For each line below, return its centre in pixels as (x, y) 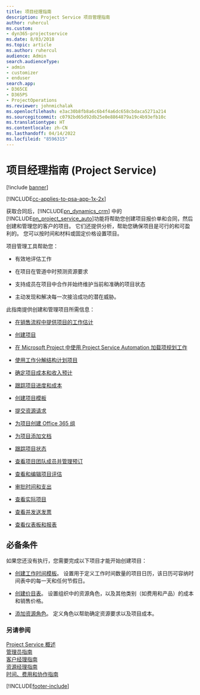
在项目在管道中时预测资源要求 (51, 271)
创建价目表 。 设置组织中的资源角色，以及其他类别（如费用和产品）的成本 (104, 593)
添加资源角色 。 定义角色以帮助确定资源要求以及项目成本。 (86, 613)
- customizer (22, 73)
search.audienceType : (33, 61)
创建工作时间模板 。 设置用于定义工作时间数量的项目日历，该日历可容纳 (101, 573)
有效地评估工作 (33, 258)
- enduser (18, 78)
